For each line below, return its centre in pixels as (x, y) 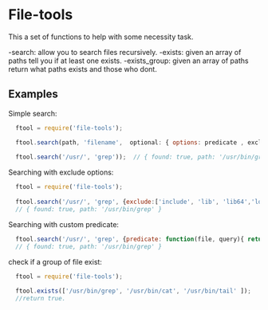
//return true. (41, 299)
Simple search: (33, 113)
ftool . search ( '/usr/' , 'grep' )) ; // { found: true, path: (116, 157)
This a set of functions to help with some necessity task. (101, 37)
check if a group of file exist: (55, 261)
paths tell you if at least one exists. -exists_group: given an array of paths (128, 61)
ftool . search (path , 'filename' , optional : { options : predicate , (130, 142)
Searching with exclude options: (61, 172)
